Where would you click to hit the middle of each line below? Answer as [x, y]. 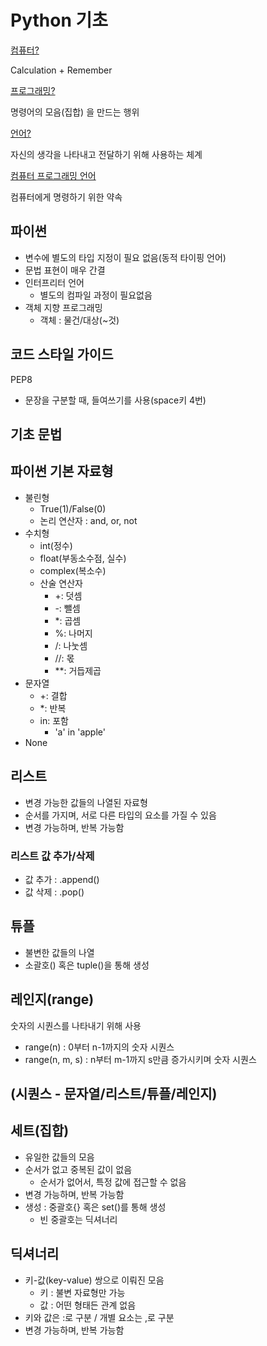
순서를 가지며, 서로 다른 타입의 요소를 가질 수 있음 [120, 815]
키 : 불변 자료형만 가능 [82, 1292]
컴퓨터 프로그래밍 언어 [53, 175]
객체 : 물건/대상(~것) [79, 320]
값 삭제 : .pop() [54, 892]
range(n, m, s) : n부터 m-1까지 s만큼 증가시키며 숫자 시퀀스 [140, 1059]
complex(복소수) [73, 570]
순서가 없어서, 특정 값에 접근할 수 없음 [113, 1182]
